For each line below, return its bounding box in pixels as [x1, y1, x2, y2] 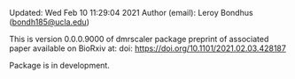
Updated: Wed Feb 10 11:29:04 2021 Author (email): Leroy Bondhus [9, 8, 254, 18]
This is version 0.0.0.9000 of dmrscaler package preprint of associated [9, 34, 269, 44]
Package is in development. [9, 61, 111, 70]
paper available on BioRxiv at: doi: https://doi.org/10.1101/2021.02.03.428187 [9, 43, 286, 54]
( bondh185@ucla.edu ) [9, 17, 90, 27]
